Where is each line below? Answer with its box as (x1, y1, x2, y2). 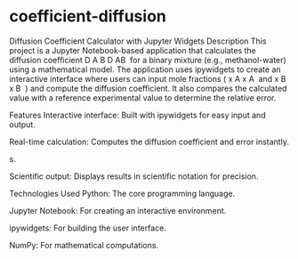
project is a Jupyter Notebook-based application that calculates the (9, 45, 256, 55)
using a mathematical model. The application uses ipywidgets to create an (9, 64, 282, 75)
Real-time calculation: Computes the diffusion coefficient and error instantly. (9, 136, 289, 147)
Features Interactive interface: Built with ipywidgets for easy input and (9, 109, 266, 120)
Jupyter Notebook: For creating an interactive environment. (9, 205, 227, 215)
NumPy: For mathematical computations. (9, 239, 158, 250)
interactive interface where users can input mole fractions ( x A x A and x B (9, 73, 286, 84)
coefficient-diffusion (9, 6, 166, 27)
